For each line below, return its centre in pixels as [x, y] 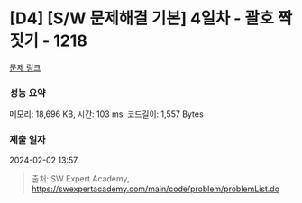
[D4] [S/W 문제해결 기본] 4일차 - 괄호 [142, 18]
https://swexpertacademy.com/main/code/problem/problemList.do [156, 189]
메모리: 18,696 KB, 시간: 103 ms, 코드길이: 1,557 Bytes [107, 114]
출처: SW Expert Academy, [80, 178]
